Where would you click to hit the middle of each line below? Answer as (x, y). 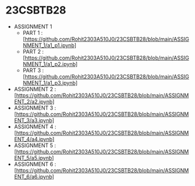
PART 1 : (33, 32)
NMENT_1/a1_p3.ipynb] (50, 82)
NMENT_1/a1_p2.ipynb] (50, 64)
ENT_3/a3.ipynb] (34, 120)
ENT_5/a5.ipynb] (34, 158)
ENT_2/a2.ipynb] (34, 101)
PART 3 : (33, 70)
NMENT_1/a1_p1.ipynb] (50, 45)
